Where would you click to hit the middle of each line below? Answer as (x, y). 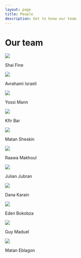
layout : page (18, 9)
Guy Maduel (17, 232)
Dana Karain (17, 195)
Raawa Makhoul (21, 158)
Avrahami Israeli (21, 84)
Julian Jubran (19, 176)
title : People (19, 14)
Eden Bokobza (19, 213)
